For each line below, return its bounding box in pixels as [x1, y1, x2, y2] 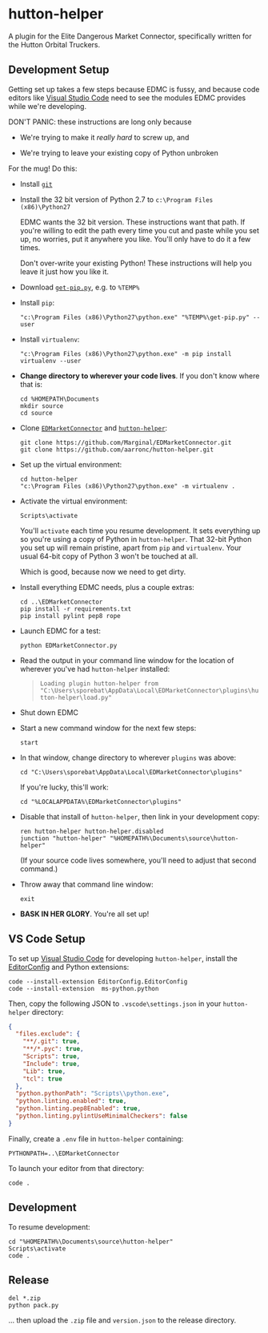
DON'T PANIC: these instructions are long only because [8, 117, 192, 127]
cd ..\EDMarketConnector [19, 598, 103, 606]
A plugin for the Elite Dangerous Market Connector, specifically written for [8, 31, 252, 41]
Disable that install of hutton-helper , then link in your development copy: [19, 811, 260, 822]
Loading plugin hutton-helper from [39, 679, 158, 688]
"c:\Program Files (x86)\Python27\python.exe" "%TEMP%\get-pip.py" [19, 313, 250, 321]
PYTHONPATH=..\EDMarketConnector [8, 1149, 120, 1157]
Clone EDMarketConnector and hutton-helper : [19, 422, 168, 433]
